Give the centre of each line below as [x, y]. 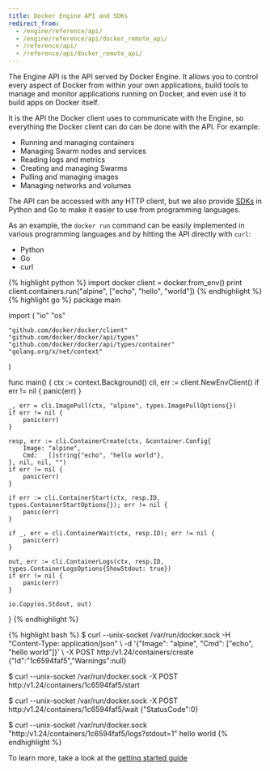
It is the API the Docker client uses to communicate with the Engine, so [126, 118]
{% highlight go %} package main [65, 300]
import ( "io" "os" [37, 315]
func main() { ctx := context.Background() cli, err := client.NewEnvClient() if [134, 382]
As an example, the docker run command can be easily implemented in [127, 225]
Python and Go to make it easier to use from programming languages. [124, 210]
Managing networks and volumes [76, 185]
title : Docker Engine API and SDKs [68, 16]
